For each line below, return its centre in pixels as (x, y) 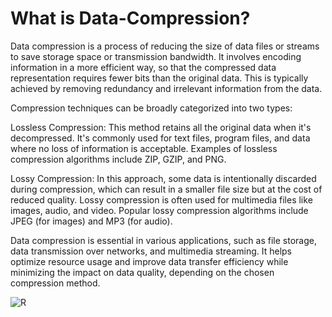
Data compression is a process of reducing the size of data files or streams (165, 46)
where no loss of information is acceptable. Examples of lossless (144, 148)
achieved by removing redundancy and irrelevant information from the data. (166, 88)
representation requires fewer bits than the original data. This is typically (159, 78)
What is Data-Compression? (130, 18)
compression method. (55, 283)
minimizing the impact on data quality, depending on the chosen (142, 272)
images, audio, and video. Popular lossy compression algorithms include (159, 210)
